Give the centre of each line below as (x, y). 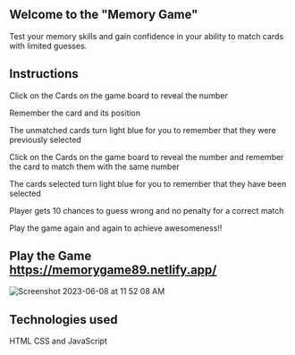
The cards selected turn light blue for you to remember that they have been (148, 183)
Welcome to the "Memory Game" (104, 15)
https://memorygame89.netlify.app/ (113, 270)
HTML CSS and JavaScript (58, 341)
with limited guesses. (48, 46)
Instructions (44, 74)
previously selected (46, 139)
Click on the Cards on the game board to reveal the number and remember (147, 156)
